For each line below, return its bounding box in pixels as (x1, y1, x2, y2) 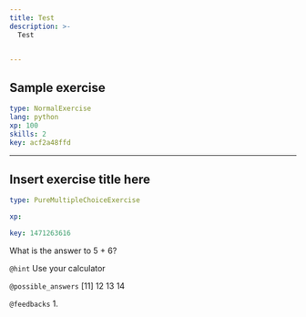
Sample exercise (9, 79, 107, 96)
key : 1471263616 (9, 229, 71, 238)
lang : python (9, 113, 59, 122)
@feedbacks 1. (9, 298, 59, 309)
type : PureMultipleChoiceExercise (9, 196, 141, 205)
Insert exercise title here (9, 171, 150, 187)
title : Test (9, 13, 55, 23)
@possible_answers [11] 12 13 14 (9, 281, 126, 291)
